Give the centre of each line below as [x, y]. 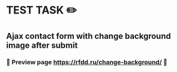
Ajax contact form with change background [88, 36]
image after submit [42, 45]
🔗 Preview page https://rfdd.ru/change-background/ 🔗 [87, 62]
